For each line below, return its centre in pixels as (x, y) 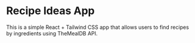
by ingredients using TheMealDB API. (52, 33)
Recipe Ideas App (50, 11)
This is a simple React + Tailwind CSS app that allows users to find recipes (97, 27)
